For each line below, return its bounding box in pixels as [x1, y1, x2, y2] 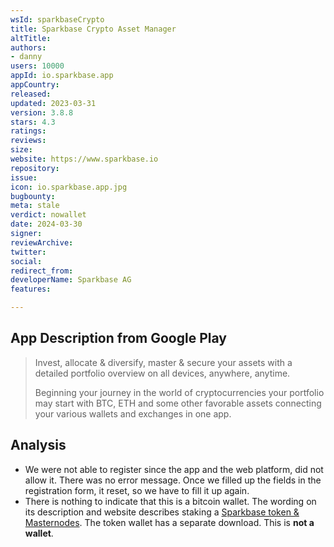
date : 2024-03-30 [10, 219, 83, 230]
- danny [10, 52, 43, 62]
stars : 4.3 [10, 117, 56, 127]
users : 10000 [10, 61, 65, 71]
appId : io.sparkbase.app [10, 71, 114, 81]
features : [10, 284, 52, 295]
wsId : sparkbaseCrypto [10, 14, 105, 25]
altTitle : [10, 33, 52, 43]
